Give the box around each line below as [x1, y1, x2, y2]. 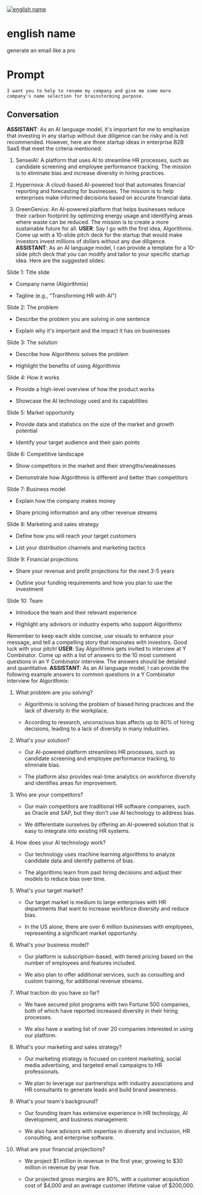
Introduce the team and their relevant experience [15, 608, 137, 616]
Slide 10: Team [7, 597, 43, 604]
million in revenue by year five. [24, 1164, 101, 1171]
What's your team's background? [15, 1097, 98, 1104]
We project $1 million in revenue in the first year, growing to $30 [24, 1157, 183, 1164]
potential [15, 427, 38, 434]
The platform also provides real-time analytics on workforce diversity [24, 773, 196, 780]
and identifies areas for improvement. [24, 779, 118, 786]
